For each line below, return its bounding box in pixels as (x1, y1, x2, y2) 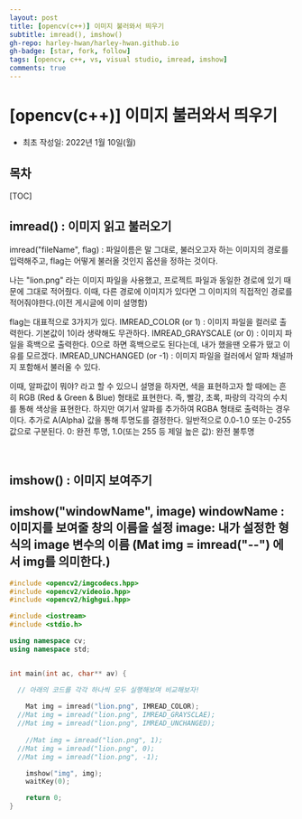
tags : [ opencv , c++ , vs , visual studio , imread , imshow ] (9, 55, 228, 64)
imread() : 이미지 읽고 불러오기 (9, 219, 172, 235)
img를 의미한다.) (23, 554, 111, 570)
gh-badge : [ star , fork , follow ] (9, 47, 131, 56)
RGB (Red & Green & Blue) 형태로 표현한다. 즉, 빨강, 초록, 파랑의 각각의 (18, 392, 271, 403)
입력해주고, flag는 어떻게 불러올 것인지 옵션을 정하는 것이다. (9, 256, 218, 266)
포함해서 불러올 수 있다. (18, 362, 101, 373)
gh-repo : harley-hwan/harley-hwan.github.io (9, 38, 179, 48)
